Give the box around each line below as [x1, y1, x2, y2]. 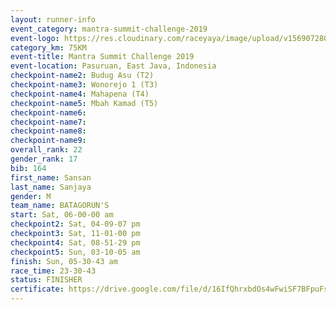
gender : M [10, 191, 52, 201]
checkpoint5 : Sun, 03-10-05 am [10, 247, 141, 257]
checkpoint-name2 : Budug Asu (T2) [10, 71, 155, 81]
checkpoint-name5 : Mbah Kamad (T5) [10, 98, 159, 108]
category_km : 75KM [10, 42, 87, 53]
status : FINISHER [10, 275, 83, 285]
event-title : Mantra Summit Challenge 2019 [10, 52, 195, 62]
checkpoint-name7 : [10, 117, 87, 127]
